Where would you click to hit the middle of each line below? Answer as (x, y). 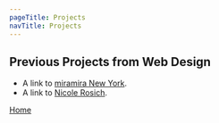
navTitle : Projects (46, 26)
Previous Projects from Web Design (110, 62)
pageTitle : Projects (48, 17)
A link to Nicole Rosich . (64, 93)
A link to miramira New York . (75, 83)
